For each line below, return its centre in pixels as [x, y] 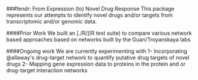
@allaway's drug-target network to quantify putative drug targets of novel [98, 57]
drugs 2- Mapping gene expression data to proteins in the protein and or [96, 64]
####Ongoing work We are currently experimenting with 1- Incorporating [97, 51]
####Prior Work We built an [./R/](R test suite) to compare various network [99, 33]
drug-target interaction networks [47, 70]
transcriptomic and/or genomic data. [52, 21]
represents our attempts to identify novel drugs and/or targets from [90, 15]
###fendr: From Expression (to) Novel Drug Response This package [90, 9]
